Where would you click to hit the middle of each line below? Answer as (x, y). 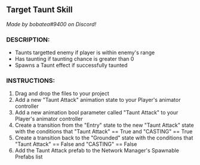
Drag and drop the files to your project (62, 94)
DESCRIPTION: (28, 39)
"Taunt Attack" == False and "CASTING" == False (76, 144)
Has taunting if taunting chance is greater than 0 (74, 59)
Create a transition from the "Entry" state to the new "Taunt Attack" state (104, 125)
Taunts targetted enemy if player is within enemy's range (85, 52)
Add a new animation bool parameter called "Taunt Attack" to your (96, 113)
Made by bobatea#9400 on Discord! (51, 24)
